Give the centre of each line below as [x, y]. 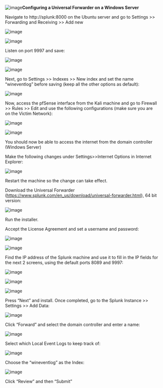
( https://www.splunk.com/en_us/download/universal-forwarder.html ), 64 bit [81, 195]
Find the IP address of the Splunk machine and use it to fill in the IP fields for [81, 257]
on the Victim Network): [29, 113]
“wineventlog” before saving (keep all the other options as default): [72, 84]
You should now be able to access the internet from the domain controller [79, 142]
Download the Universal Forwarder [40, 190]
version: [13, 201]
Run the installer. [22, 219]
